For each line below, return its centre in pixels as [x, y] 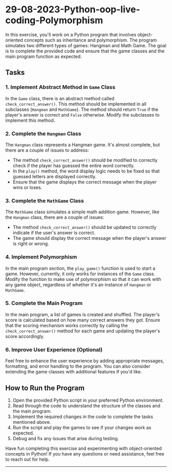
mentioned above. [32, 422]
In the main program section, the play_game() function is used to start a [80, 268]
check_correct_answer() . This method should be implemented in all [76, 104]
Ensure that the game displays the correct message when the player [85, 182]
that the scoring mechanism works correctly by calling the [67, 325]
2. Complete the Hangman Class [43, 134]
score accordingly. [25, 336]
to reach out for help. [28, 459]
